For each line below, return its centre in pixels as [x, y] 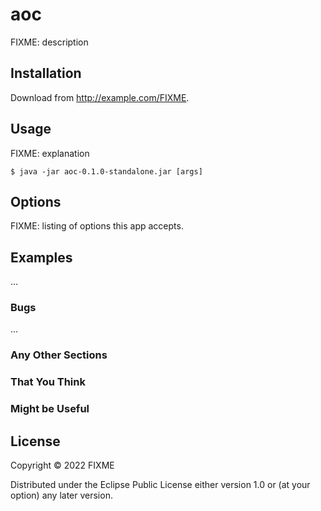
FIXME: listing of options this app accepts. [97, 226]
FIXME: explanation [50, 153]
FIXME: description [49, 42]
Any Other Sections [59, 355]
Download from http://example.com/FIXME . [100, 97]
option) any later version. [61, 495]
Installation [46, 73]
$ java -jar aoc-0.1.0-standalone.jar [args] [106, 171]
